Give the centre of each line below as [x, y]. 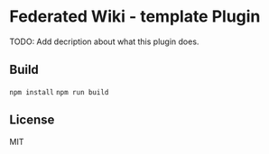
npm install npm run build [59, 92]
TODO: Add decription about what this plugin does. [104, 41]
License [32, 120]
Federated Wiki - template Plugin [135, 17]
